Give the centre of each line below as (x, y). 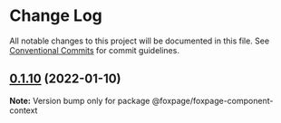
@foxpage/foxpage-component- (213, 100)
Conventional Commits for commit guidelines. (94, 50)
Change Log (56, 16)
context (24, 110)
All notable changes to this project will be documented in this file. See (140, 41)
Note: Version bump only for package (80, 100)
